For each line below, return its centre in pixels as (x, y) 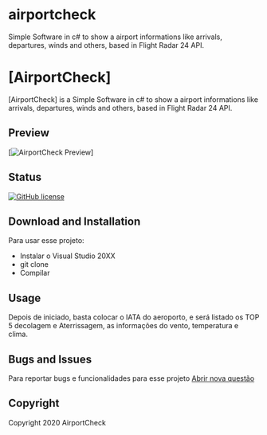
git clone (34, 265)
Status (25, 177)
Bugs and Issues (50, 359)
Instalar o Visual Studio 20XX (67, 256)
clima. (18, 334)
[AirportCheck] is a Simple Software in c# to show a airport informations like (133, 99)
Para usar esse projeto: (47, 241)
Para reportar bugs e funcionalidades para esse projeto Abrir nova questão (132, 378)
